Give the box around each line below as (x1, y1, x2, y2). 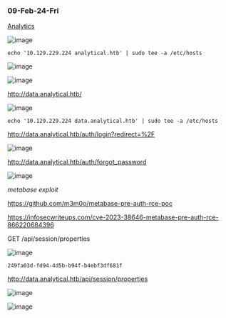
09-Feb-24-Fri (7, 6, 59, 16)
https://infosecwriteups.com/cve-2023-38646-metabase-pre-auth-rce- (7, 213, 219, 222)
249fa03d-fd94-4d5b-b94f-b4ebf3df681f (7, 262, 123, 269)
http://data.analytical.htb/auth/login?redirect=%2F (7, 130, 155, 139)
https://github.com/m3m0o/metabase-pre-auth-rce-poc (7, 199, 173, 208)
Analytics (7, 22, 35, 31)
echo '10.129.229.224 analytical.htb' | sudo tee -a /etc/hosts (7, 49, 202, 57)
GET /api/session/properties (7, 234, 91, 243)
